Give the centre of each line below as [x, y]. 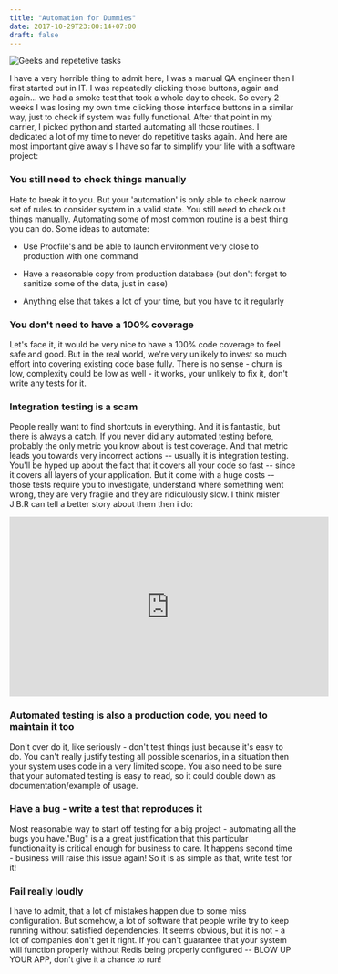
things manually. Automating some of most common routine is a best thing [149, 219]
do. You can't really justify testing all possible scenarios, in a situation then [149, 756]
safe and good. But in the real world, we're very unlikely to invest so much [148, 354]
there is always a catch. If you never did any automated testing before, [142, 436]
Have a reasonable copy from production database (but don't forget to [155, 274]
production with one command [80, 255]
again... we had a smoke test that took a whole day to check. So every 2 [144, 98]
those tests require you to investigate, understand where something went [147, 485]
